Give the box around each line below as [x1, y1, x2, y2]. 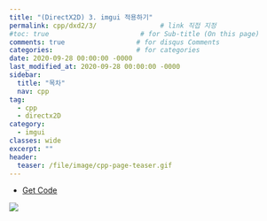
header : [9, 152, 38, 162]
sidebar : [9, 71, 42, 80]
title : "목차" [17, 79, 66, 88]
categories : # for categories [9, 46, 200, 55]
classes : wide [9, 136, 62, 145]
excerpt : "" [9, 144, 53, 153]
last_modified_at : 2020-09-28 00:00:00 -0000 [9, 63, 180, 72]
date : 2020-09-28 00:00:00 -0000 [9, 54, 133, 63]
